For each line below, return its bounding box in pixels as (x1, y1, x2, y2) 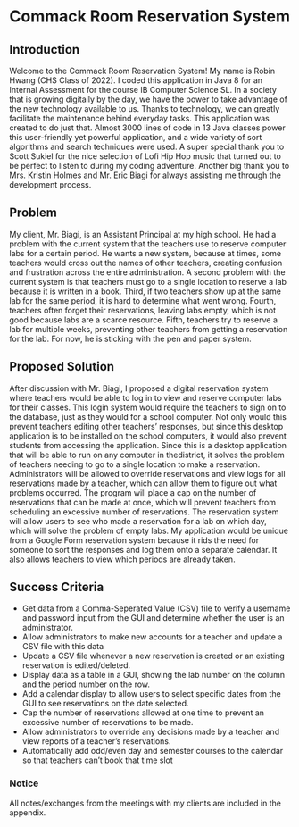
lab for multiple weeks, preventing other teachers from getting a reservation (9, 323, 288, 334)
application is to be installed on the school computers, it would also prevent (9, 430, 287, 441)
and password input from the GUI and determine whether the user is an (21, 613, 285, 623)
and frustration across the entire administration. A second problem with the (9, 266, 286, 278)
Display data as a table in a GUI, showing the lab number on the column (21, 670, 286, 681)
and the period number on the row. (21, 679, 150, 689)
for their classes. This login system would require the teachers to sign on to (9, 402, 287, 413)
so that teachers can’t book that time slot (21, 755, 174, 765)
